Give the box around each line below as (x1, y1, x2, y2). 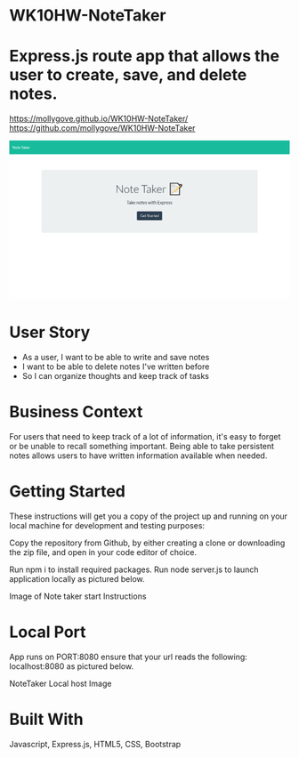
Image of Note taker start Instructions (9, 591, 147, 601)
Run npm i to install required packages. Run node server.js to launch (9, 564, 259, 575)
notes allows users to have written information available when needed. (9, 450, 268, 461)
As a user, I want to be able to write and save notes (21, 352, 210, 363)
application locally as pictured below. (9, 573, 145, 584)
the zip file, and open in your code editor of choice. (9, 546, 198, 557)
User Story (9, 322, 91, 343)
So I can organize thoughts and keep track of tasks (21, 371, 210, 382)
